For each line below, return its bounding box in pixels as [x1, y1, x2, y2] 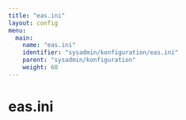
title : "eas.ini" [8, 11, 66, 20]
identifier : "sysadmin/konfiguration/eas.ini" [22, 48, 179, 56]
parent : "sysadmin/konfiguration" [22, 56, 136, 64]
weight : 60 [22, 64, 59, 72]
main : [15, 33, 34, 42]
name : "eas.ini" [22, 41, 77, 49]
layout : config [8, 19, 59, 27]
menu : [8, 26, 26, 34]
